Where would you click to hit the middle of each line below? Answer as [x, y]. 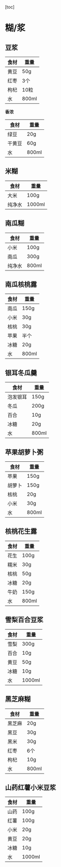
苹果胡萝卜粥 [24, 452]
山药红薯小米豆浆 [30, 787]
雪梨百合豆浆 [24, 620]
